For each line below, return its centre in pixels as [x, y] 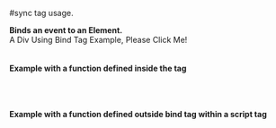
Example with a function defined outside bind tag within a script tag [138, 114]
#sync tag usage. [41, 13]
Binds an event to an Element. [66, 30]
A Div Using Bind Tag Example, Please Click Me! [98, 40]
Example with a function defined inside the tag [98, 68]
